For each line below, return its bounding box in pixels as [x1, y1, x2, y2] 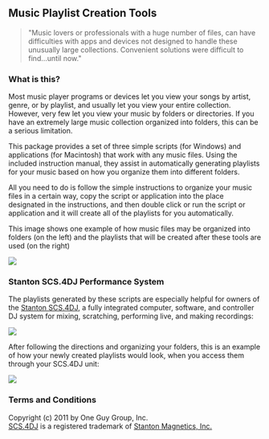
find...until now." [27, 53, 82, 63]
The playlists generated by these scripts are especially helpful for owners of [8, 294, 260, 304]
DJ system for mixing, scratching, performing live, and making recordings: [8, 311, 255, 321]
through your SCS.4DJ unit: [8, 359, 100, 369]
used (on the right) [8, 241, 71, 251]
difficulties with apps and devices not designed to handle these [27, 36, 238, 46]
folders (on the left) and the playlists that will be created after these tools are [8, 232, 262, 242]
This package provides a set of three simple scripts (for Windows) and [8, 142, 242, 151]
